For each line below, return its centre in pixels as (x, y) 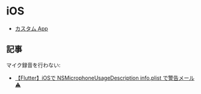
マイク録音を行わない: (33, 65)
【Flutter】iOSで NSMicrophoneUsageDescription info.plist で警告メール (105, 78)
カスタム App (31, 28)
